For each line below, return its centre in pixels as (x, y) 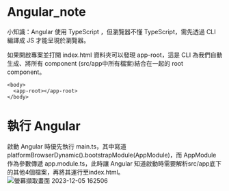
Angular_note (47, 12)
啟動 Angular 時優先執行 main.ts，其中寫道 (67, 146)
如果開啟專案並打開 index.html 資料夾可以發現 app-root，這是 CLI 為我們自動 (115, 55)
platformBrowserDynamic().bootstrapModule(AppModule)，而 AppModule (112, 155)
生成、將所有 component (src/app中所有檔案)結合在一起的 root (95, 63)
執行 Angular (44, 126)
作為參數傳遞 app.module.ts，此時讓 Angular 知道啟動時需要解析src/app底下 (114, 163)
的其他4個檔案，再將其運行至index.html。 (66, 172)
